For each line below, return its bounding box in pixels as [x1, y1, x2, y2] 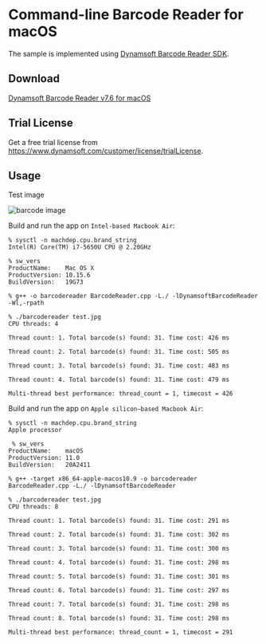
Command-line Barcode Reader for [8, 6, 244, 24]
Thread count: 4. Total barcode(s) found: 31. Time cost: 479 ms [8, 376, 229, 384]
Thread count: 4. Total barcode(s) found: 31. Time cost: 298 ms [8, 559, 229, 567]
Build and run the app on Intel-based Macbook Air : [8, 221, 175, 230]
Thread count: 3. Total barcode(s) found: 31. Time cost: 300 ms [8, 544, 229, 553]
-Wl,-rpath [8, 299, 45, 308]
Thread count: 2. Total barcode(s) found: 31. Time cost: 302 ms [8, 531, 229, 539]
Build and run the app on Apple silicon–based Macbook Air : [8, 404, 204, 414]
